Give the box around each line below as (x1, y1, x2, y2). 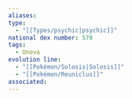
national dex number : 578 (8, 33, 93, 42)
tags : (8, 41, 26, 49)
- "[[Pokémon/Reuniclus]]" (15, 70, 104, 78)
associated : (8, 77, 47, 85)
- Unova (15, 48, 41, 56)
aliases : (8, 11, 37, 20)
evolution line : (8, 56, 61, 64)
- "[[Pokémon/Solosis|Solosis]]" (15, 63, 125, 71)
